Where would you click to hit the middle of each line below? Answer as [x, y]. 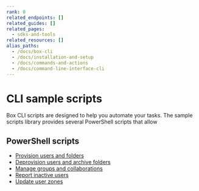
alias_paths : [23, 46]
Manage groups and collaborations [59, 168]
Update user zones [39, 182]
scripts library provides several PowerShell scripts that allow [82, 122]
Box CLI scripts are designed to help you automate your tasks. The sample [100, 116]
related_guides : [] [31, 23]
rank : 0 [16, 12]
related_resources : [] [35, 40]
